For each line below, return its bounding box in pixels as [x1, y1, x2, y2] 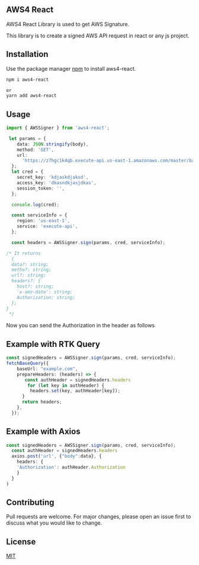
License [6, 536, 36, 547]
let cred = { [11, 169, 44, 175]
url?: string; [11, 273, 46, 279]
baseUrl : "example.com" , [17, 365, 78, 372]
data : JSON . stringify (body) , [17, 141, 89, 147]
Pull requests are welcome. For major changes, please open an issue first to [6, 513, 191, 520]
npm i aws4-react [6, 77, 49, 83]
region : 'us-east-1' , [17, 218, 70, 224]
